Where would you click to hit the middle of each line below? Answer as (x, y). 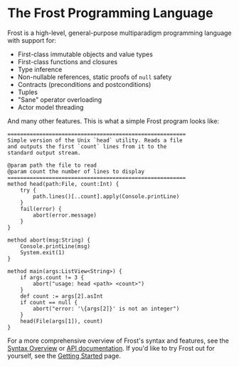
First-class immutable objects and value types (85, 54)
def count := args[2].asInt (62, 296)
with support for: (32, 40)
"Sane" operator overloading (60, 99)
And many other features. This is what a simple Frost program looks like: (113, 121)
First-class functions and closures (68, 61)
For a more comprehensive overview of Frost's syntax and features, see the (118, 341)
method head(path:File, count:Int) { (63, 184)
